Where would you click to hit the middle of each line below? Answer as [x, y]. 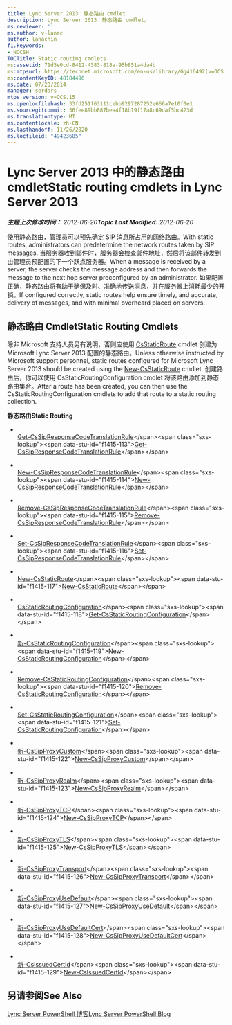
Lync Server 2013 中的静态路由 [96, 172]
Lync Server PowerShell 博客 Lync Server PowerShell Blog [89, 1014]
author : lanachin [32, 39]
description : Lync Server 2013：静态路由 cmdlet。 [78, 20]
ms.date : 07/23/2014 [37, 84]
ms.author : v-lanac [35, 33]
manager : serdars [32, 91]
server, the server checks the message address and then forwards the [107, 269]
